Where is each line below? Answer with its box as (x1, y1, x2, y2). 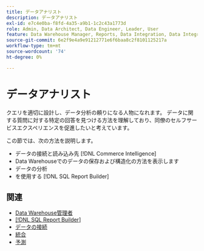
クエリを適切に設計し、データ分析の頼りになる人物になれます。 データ (6, 109, 183, 116)
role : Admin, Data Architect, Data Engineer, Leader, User (6, 26, 159, 32)
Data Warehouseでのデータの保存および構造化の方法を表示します (15, 157, 179, 165)
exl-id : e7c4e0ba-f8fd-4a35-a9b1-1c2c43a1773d (6, 20, 126, 26)
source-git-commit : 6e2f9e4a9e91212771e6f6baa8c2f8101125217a (6, 37, 167, 43)
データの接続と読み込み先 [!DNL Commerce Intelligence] (15, 150, 157, 157)
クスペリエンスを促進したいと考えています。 (22, 124, 133, 131)
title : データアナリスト (6, 9, 62, 15)
